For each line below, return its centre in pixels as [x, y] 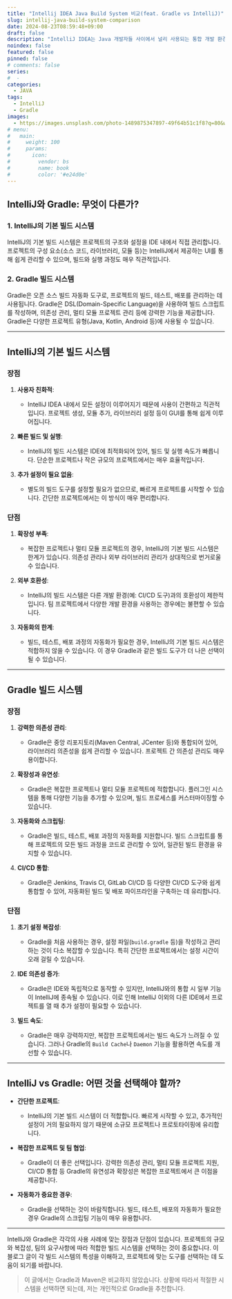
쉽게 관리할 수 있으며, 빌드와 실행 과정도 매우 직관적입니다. [93, 260]
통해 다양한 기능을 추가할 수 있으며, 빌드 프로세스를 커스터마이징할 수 [133, 798]
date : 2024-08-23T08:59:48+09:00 [55, 26]
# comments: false [33, 65]
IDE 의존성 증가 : [38, 974]
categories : [24, 84]
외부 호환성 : [33, 581]
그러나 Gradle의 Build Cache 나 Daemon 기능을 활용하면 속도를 [130, 1044]
